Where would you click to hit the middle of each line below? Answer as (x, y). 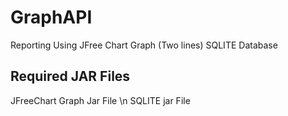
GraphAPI (51, 17)
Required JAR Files (70, 76)
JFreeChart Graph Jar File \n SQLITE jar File (100, 100)
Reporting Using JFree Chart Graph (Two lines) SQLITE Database (144, 45)
